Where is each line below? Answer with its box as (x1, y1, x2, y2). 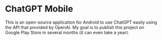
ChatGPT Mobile (5, 3, 73, 14)
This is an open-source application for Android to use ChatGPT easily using (5, 19, 158, 25)
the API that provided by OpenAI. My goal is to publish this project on (5, 24, 144, 30)
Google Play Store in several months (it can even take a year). (5, 29, 130, 35)
